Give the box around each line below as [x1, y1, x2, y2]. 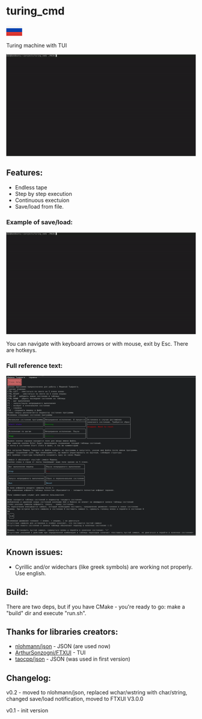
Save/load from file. [14, 203, 64, 210]
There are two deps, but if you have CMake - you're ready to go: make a [6, 603, 185, 610]
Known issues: [6, 547, 63, 557]
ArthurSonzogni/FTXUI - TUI [14, 649, 86, 656]
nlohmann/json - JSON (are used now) [14, 643, 111, 650]
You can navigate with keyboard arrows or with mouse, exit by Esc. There [6, 340, 188, 347]
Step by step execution [14, 190, 72, 197]
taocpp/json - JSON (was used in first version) [14, 655, 130, 662]
